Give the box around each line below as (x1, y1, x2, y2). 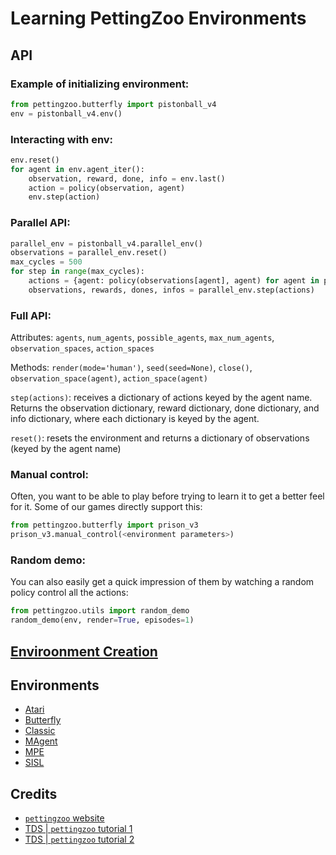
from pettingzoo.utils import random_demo (10, 606, 190, 616)
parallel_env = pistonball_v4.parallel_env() (10, 238, 203, 249)
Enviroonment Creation (10, 643, 158, 660)
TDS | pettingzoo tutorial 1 (24, 823, 133, 835)
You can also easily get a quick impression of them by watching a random (10, 576, 315, 588)
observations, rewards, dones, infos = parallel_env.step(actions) (28, 285, 315, 295)
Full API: (10, 308, 52, 322)
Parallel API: (10, 216, 71, 230)
